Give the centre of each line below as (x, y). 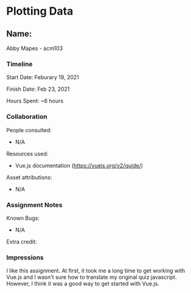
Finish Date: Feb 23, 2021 (38, 89)
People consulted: (29, 130)
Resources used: (27, 154)
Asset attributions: (29, 177)
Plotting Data (40, 11)
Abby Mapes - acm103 (35, 48)
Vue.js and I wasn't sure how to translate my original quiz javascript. (92, 277)
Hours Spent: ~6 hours (35, 101)
